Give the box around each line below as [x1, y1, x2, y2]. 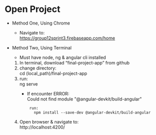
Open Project [5, 3, 61, 15]
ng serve [19, 81, 38, 87]
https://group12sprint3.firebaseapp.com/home [19, 35, 115, 41]
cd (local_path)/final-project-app [19, 70, 87, 76]
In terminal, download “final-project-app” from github [19, 59, 130, 65]
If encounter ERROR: [27, 90, 70, 96]
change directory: [19, 65, 57, 71]
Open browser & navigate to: [19, 118, 79, 124]
